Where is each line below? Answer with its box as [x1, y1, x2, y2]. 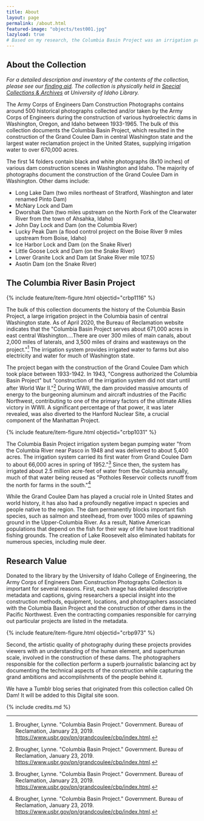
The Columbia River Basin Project [6, 278, 135, 288]
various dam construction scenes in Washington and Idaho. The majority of [6, 164, 194, 171]
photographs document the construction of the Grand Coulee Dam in [6, 171, 179, 178]
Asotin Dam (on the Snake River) [15, 260, 97, 267]
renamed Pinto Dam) [15, 196, 67, 203]
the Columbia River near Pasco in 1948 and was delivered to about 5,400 [6, 446, 189, 454]
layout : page [6, 15, 39, 21]
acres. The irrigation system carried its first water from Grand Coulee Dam [6, 453, 192, 460]
